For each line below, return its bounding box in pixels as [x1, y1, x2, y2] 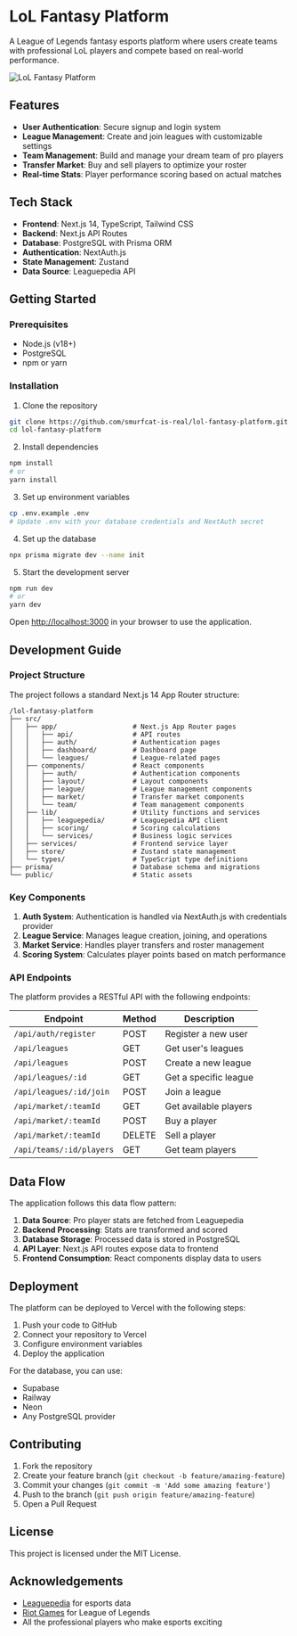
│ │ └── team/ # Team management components [9, 800, 245, 809]
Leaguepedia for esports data [21, 1598, 132, 1608]
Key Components [9, 891, 86, 903]
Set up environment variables [21, 491, 131, 502]
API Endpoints [9, 972, 72, 984]
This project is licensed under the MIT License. [9, 1548, 181, 1558]
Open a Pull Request [21, 1498, 98, 1509]
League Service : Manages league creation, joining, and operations [21, 930, 268, 941]
